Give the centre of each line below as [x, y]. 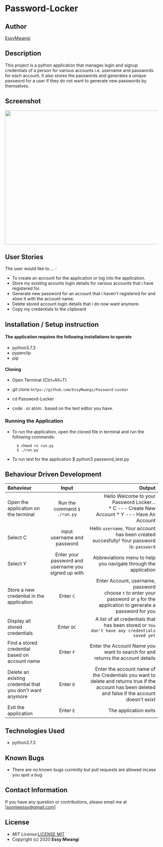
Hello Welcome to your [130, 496]
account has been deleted [126, 687]
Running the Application [34, 421]
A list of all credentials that [125, 619]
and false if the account [129, 694]
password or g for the [131, 599]
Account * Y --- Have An [126, 514]
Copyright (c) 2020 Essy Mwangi [45, 839]
